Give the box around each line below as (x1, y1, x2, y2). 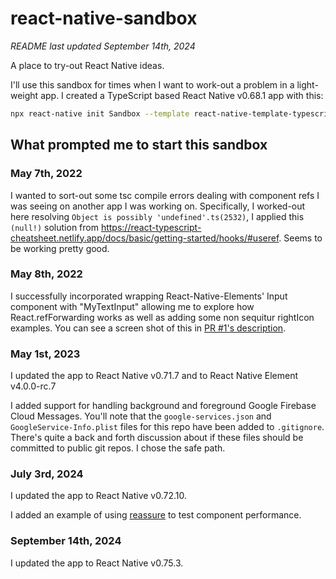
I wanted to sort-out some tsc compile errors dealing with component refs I (10, 189, 320, 201)
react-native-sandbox (10, 7, 198, 30)
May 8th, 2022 (10, 267, 83, 281)
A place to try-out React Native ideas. (10, 59, 165, 71)
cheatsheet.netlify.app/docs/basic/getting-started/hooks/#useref (10, 232, 280, 244)
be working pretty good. (10, 242, 110, 254)
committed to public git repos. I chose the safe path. (10, 442, 226, 454)
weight (10, 89, 39, 101)
